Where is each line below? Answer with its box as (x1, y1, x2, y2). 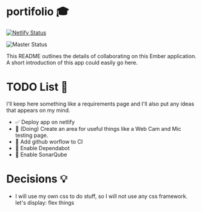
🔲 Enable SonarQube (15, 151, 68, 158)
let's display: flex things (15, 199, 75, 206)
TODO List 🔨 (6, 80, 69, 94)
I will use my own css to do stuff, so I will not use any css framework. (15, 192, 188, 200)
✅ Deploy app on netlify (15, 118, 75, 125)
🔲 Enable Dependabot (15, 144, 70, 151)
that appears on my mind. (6, 107, 70, 114)
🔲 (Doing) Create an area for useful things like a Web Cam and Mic (15, 125, 182, 132)
